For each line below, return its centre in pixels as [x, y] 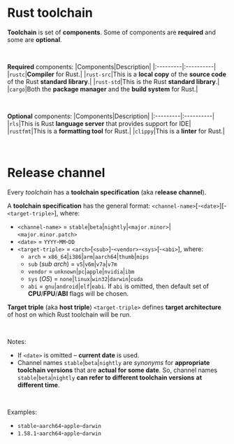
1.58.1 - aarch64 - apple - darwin [59, 433]
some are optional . [35, 39]
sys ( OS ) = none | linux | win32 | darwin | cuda [85, 278]
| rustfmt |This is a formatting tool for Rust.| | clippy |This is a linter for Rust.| [116, 131]
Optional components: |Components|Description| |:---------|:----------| [111, 116]
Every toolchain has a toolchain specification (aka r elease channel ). [107, 192]
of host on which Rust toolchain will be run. [69, 314]
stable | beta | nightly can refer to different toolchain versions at [110, 377]
